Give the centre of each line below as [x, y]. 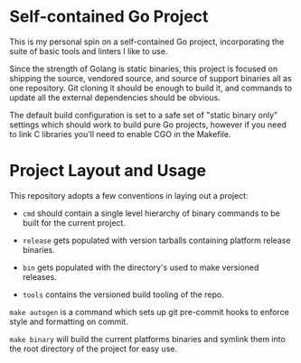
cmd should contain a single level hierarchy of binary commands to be [151, 213]
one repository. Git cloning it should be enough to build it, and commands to [150, 88]
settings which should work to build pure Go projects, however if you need [148, 125]
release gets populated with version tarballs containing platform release [156, 240]
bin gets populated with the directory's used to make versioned [141, 267]
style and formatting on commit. [69, 321]
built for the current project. [74, 222]
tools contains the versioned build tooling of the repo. [123, 294]
